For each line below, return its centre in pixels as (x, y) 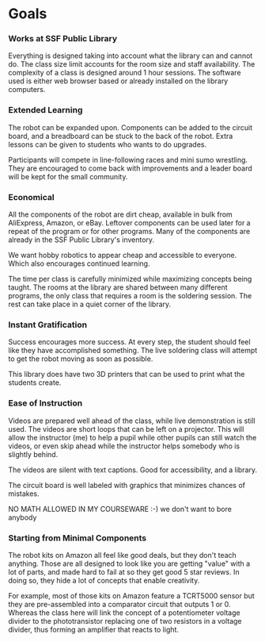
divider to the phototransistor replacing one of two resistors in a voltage (125, 621)
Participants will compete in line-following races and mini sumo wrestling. (128, 160)
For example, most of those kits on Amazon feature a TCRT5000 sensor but (131, 595)
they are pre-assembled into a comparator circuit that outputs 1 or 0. (119, 604)
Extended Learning (45, 110)
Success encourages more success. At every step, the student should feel (129, 342)
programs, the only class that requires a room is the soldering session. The (130, 296)
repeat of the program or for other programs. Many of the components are (129, 232)
